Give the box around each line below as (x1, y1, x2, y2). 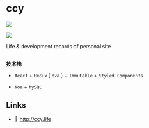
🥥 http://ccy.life (14, 116, 51, 123)
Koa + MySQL (14, 83, 42, 90)
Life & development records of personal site (6, 42, 111, 49)
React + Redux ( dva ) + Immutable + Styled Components (14, 72, 144, 79)
